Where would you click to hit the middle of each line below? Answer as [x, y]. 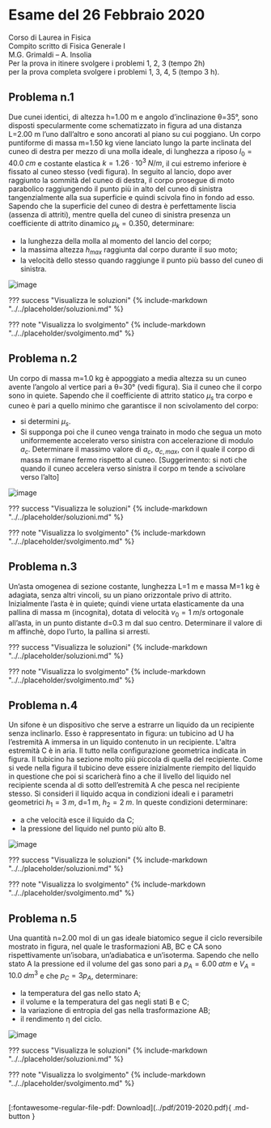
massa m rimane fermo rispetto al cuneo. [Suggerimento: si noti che [133, 460]
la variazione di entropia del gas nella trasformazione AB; [115, 1010]
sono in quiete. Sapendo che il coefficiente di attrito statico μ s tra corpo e [131, 396]
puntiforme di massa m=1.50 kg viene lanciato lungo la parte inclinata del [130, 143]
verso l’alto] [40, 477]
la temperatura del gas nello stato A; [80, 993]
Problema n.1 [41, 98]
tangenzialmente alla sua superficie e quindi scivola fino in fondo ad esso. [131, 198]
